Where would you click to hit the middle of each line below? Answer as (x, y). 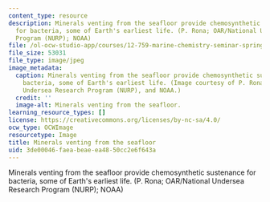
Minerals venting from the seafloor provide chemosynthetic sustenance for (132, 172)
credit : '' (34, 98)
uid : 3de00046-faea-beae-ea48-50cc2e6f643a (82, 150)
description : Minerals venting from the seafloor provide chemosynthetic (135, 23)
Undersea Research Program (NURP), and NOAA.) (102, 90)
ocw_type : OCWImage (41, 127)
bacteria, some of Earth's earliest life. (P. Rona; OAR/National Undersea (127, 181)
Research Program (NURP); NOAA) (66, 190)
